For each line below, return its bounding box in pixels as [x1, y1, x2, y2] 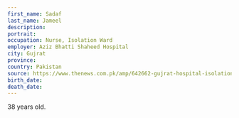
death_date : [7, 83, 43, 90]
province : [7, 57, 37, 64]
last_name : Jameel [7, 17, 62, 24]
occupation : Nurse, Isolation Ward [7, 37, 113, 44]
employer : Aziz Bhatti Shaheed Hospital [7, 43, 129, 50]
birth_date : [7, 76, 43, 84]
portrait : [7, 30, 37, 38]
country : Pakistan [7, 63, 62, 70]
